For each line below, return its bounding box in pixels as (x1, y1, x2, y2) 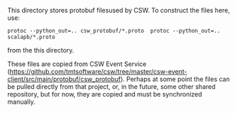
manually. (7, 97, 35, 106)
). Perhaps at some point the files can (120, 75, 231, 83)
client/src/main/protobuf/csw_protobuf (7, 75, 121, 83)
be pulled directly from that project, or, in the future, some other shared (7, 82, 216, 91)
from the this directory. (7, 46, 75, 54)
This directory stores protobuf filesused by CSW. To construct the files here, (7, 6, 231, 14)
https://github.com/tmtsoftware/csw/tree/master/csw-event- (9, 68, 187, 75)
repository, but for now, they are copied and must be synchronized (7, 90, 202, 98)
